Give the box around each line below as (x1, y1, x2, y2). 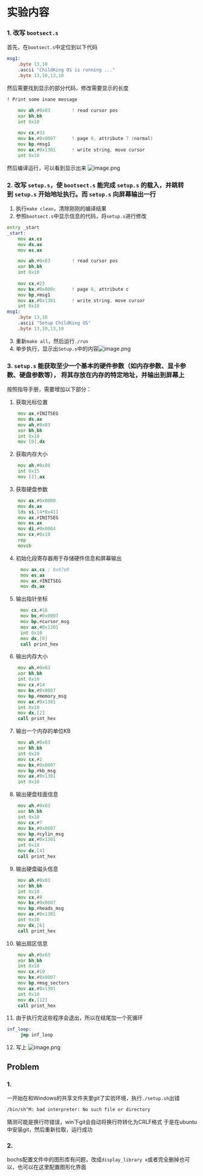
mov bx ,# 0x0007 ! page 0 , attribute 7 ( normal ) (18, 136, 153, 142)
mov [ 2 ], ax (18, 474, 45, 480)
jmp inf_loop (20, 1032, 53, 1038)
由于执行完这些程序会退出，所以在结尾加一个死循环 (15, 1014, 143, 1021)
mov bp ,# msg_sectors (18, 980, 69, 986)
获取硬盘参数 (15, 486, 48, 493)
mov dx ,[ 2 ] (18, 710, 45, 716)
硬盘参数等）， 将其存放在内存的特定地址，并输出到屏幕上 (19, 370, 185, 379)
